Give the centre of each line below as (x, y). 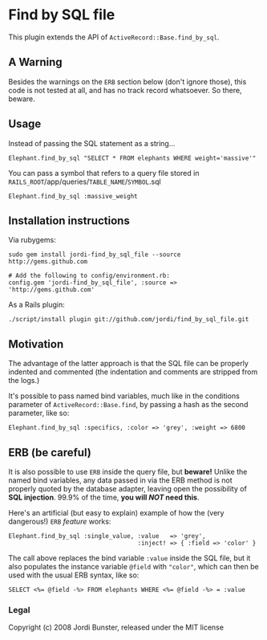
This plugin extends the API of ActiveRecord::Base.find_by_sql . (114, 37)
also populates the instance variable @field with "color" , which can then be (133, 567)
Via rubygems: (32, 240)
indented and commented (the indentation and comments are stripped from (133, 372)
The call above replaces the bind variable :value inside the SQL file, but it (129, 558)
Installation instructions (69, 220)
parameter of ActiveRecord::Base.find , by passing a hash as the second (128, 405)
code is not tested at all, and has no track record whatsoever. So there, (125, 90)
